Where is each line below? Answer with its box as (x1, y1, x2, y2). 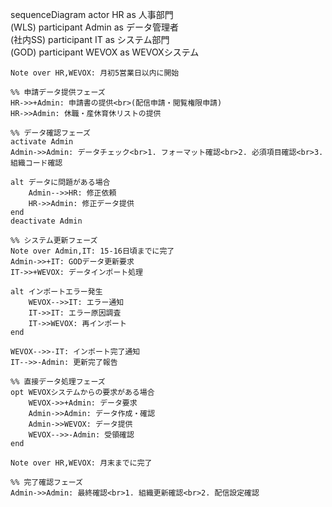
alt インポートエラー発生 (10, 287, 103, 297)
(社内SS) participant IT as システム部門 (10, 34, 170, 45)
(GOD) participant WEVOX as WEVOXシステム (10, 46, 200, 58)
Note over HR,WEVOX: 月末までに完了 (10, 458, 153, 468)
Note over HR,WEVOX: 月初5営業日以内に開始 (10, 68, 180, 78)
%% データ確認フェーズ (10, 128, 91, 138)
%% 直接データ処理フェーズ (10, 377, 106, 387)
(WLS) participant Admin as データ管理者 (10, 21, 179, 33)
